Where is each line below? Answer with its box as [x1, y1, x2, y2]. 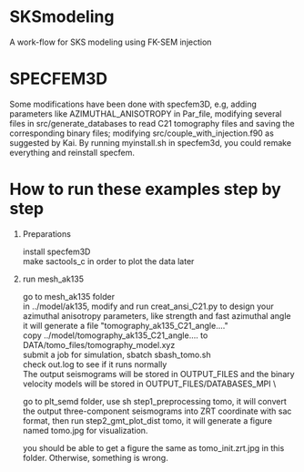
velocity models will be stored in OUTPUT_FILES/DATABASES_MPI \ [22, 378, 277, 389]
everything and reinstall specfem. [9, 147, 135, 158]
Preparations [22, 228, 71, 239]
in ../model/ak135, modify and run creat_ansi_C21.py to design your [22, 301, 275, 312]
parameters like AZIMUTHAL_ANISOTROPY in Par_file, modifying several [9, 108, 282, 119]
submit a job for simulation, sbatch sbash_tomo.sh [22, 349, 211, 360]
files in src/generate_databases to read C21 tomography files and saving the [9, 118, 295, 128]
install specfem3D [22, 246, 91, 257]
